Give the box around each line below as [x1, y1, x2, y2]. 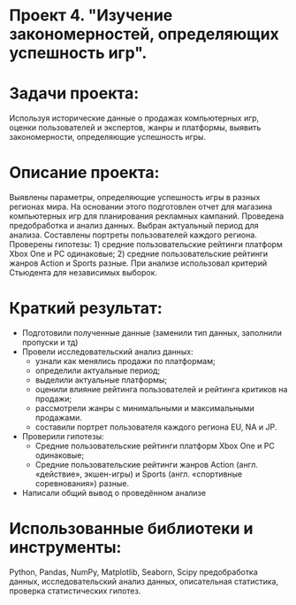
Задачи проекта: [9, 83, 140, 104]
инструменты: [9, 538, 122, 558]
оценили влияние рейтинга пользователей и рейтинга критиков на [34, 384, 288, 394]
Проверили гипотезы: [21, 431, 104, 441]
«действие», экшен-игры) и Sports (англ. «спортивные [34, 469, 243, 479]
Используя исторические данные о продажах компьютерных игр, [9, 112, 260, 124]
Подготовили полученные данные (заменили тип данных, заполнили [21, 328, 283, 337]
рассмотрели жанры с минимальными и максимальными [34, 403, 254, 413]
